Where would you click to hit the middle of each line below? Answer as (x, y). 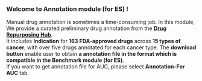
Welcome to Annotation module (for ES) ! (67, 9)
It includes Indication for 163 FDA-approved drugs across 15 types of (93, 41)
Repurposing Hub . (30, 35)
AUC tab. (17, 73)
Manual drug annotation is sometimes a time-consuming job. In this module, (100, 22)
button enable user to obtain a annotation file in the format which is (92, 54)
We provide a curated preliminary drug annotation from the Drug (87, 28)
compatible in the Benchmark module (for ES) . (65, 60)
